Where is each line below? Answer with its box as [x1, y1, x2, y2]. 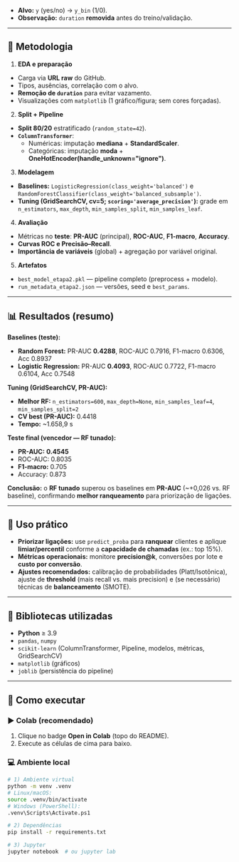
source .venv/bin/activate [7, 796, 87, 803]
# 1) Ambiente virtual [7, 776, 75, 784]
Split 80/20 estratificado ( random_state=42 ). [17, 124, 147, 132]
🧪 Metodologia [7, 41, 73, 53]
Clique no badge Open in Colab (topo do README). [17, 731, 169, 740]
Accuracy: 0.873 [17, 470, 66, 478]
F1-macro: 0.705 [17, 462, 68, 471]
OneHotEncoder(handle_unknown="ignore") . [28, 154, 166, 162]
